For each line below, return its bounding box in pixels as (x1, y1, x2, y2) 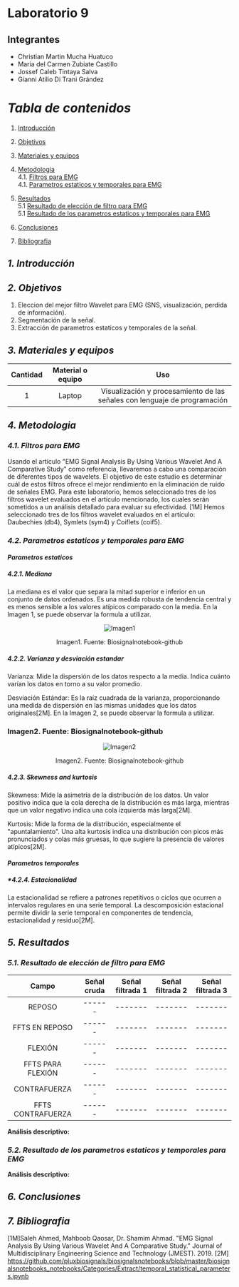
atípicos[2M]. (7, 843, 47, 851)
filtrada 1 (115, 985, 148, 995)
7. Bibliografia (7, 1215, 70, 1227)
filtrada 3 (195, 985, 228, 995)
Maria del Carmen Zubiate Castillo (17, 60, 118, 68)
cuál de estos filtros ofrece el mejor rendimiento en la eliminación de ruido (7, 479, 225, 488)
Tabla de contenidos (7, 100, 132, 116)
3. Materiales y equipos (7, 344, 115, 356)
